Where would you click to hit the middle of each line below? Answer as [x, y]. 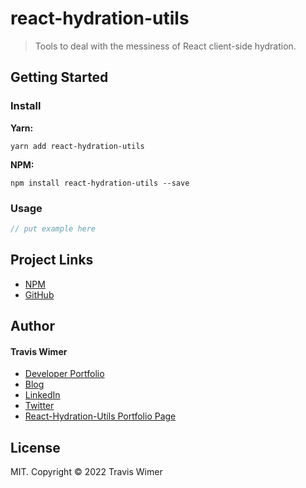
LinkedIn [42, 395]
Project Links [52, 260]
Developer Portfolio [64, 374]
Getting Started [59, 77]
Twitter [39, 406]
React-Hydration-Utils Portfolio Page [100, 416]
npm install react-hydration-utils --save [100, 183]
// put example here [53, 228]
